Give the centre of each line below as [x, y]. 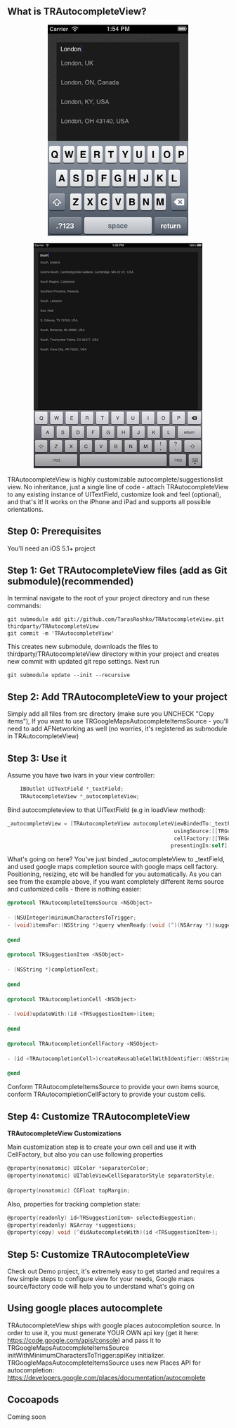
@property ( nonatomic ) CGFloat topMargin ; [69, 1190]
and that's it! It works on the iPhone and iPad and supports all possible [109, 501]
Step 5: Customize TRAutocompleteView [98, 1254]
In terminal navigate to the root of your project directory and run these [109, 598]
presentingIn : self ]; [201, 846]
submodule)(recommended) [71, 582]
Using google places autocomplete [85, 1308]
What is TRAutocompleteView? [77, 12]
